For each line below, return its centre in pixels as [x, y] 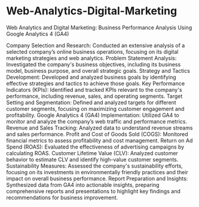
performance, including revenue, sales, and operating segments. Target [94, 96]
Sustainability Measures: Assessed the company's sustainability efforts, [95, 166]
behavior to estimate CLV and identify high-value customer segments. [92, 159]
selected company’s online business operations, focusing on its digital [92, 51]
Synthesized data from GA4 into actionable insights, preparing [83, 185]
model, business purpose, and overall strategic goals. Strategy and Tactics [98, 70]
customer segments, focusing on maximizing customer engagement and [95, 109]
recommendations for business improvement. [62, 197]
